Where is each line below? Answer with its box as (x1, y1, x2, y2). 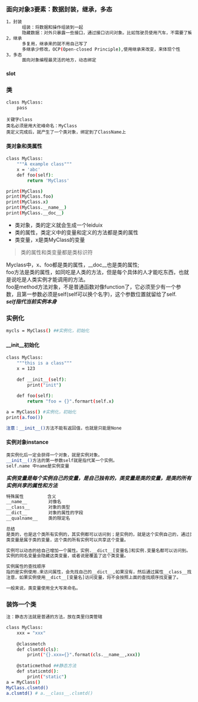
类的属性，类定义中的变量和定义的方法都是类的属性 (14, 228, 139, 236)
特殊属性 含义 (6, 493, 56, 500)
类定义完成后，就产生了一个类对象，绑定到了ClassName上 (6, 129, 126, 135)
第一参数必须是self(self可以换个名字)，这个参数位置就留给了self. (21, 290, 177, 298)
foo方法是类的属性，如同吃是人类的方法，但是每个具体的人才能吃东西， (6, 268, 179, 275)
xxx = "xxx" (16, 630, 46, 636)
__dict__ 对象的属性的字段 (6, 510, 83, 516)
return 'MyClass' (27, 178, 69, 184)
